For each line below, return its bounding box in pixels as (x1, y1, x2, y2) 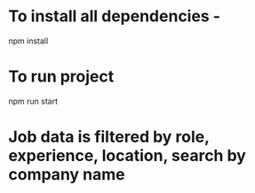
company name (8, 165, 125, 185)
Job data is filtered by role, (8, 127, 210, 147)
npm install (8, 35, 49, 46)
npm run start (8, 96, 59, 106)
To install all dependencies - (8, 6, 221, 27)
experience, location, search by (8, 146, 246, 166)
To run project (8, 66, 115, 87)
